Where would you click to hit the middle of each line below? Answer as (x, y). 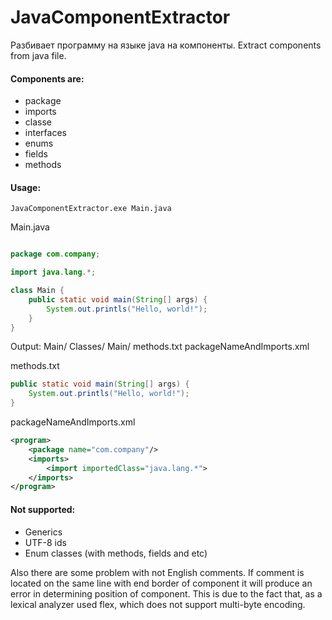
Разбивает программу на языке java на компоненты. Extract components (166, 45)
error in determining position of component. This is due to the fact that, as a (166, 593)
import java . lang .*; (53, 272)
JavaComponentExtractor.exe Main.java (91, 209)
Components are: (47, 78)
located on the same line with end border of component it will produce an (161, 583)
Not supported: (43, 509)
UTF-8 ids (45, 542)
